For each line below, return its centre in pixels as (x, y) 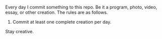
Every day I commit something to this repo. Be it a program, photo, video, (81, 7)
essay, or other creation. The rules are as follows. (57, 12)
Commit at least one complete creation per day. (62, 22)
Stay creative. (20, 31)
